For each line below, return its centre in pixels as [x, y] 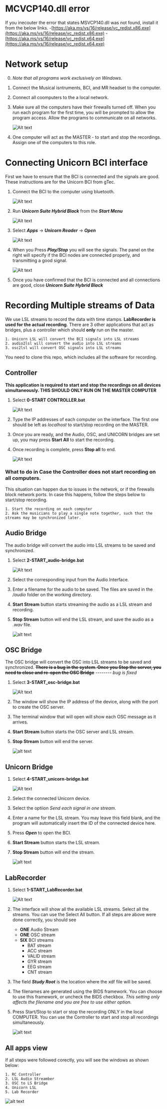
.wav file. [22, 624]
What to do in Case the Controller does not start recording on [81, 472]
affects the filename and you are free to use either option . [72, 1002]
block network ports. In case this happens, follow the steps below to [75, 494]
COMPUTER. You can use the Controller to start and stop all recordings [85, 1017]
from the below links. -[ [29, 28]
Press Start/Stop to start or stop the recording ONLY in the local [78, 1012]
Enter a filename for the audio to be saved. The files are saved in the [83, 589]
